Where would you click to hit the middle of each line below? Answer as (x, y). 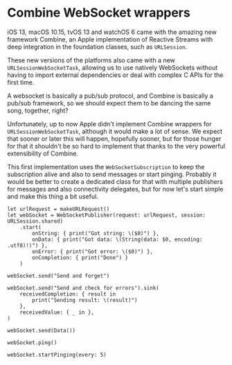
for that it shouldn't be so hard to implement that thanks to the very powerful (116, 146)
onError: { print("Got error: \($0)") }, (93, 251)
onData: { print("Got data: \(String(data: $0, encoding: (117, 239)
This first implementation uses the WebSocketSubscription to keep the (106, 167)
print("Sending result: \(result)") (85, 300)
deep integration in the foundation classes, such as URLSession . (97, 46)
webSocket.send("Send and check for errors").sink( (83, 288)
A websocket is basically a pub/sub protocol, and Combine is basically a (110, 96)
